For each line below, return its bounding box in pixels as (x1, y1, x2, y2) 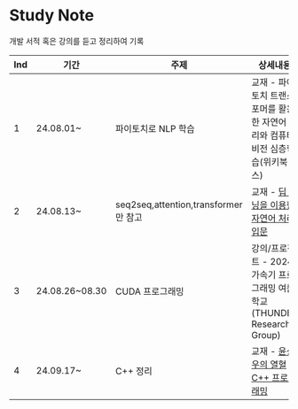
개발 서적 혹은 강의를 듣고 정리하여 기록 (9, 35, 145, 46)
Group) (251, 328, 281, 341)
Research (251, 318, 291, 330)
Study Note (9, 5, 95, 26)
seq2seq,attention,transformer (114, 198, 243, 211)
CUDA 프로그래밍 (114, 285, 184, 297)
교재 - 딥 (251, 185, 286, 197)
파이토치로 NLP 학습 (114, 122, 195, 135)
